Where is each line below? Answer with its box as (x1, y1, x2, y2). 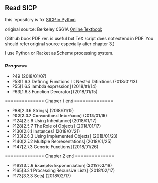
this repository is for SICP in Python (5, 17, 76, 22)
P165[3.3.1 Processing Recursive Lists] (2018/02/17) (12, 167, 115, 174)
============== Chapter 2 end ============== (5, 153, 115, 159)
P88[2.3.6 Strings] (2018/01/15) (12, 108, 74, 114)
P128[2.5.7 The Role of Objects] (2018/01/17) (12, 123, 101, 129)
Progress (5, 62, 27, 69)
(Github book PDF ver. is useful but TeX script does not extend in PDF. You (5, 35, 154, 41)
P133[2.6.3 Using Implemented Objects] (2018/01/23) (12, 133, 118, 139)
